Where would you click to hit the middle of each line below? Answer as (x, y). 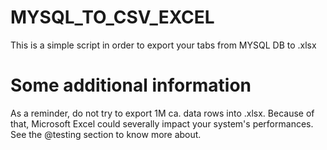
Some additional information (131, 85)
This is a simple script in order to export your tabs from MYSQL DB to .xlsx (163, 45)
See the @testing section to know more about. (106, 134)
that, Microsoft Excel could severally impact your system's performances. (162, 123)
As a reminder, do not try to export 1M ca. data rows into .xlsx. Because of (162, 113)
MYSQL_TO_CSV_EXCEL (112, 17)
